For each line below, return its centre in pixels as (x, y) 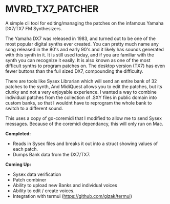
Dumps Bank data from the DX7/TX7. (51, 154)
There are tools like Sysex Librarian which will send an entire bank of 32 (81, 81)
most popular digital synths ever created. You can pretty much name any (82, 44)
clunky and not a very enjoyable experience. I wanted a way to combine (81, 92)
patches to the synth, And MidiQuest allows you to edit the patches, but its (84, 86)
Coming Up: (18, 164)
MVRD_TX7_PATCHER (52, 9)
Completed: (18, 133)
